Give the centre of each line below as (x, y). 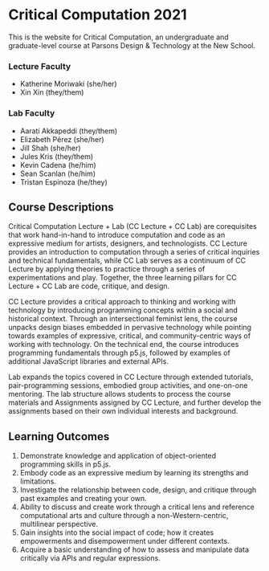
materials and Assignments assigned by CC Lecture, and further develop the (135, 402)
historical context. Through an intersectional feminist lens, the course (123, 319)
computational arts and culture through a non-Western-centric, (124, 516)
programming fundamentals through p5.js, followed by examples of (119, 353)
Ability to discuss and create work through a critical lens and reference (137, 507)
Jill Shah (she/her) (51, 148)
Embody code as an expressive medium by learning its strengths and (134, 473)
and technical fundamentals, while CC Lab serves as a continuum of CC (127, 261)
